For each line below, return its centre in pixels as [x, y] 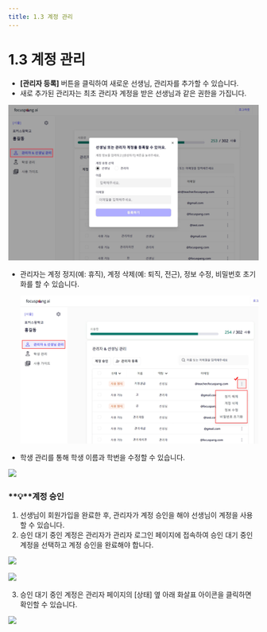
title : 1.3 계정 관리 [41, 17]
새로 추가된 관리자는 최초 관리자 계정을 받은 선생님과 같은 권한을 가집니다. [133, 93]
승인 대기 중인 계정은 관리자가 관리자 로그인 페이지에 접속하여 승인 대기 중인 [136, 535]
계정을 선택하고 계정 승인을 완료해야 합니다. [87, 545]
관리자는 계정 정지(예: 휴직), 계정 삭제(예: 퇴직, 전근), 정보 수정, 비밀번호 [130, 273]
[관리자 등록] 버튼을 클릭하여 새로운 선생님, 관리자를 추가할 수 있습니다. [129, 83]
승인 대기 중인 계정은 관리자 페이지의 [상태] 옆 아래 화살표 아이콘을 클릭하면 [135, 595]
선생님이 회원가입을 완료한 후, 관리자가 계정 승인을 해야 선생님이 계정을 [129, 515]
